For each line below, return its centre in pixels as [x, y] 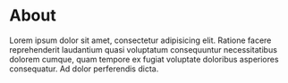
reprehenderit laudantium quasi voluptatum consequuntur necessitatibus [143, 49]
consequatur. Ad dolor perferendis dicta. [84, 69]
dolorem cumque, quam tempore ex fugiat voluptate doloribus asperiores [144, 59]
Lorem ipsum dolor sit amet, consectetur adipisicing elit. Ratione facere [140, 40]
